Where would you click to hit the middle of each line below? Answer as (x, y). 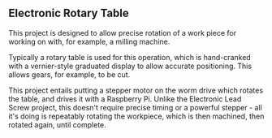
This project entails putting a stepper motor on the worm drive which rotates (136, 90)
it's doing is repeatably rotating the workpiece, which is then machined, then (136, 116)
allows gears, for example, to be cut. (69, 74)
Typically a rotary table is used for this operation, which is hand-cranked (130, 57)
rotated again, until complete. (58, 124)
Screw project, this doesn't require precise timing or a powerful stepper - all (135, 107)
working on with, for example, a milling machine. (89, 41)
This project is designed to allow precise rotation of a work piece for (123, 32)
